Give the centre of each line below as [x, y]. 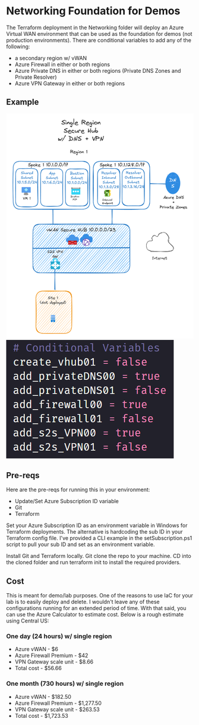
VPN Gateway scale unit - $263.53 [57, 709]
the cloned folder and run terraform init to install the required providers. [94, 562]
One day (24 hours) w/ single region [59, 636]
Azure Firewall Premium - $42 [51, 656]
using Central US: [28, 621]
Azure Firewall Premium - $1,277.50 [58, 703]
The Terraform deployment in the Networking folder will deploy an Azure [95, 27]
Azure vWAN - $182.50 [43, 696]
